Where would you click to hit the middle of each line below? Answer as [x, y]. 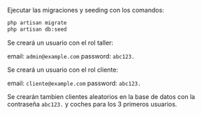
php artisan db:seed [37, 29]
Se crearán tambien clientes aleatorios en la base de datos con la [101, 96]
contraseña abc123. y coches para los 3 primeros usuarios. [92, 104]
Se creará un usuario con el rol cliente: [63, 70]
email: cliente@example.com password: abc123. [74, 83]
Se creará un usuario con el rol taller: [60, 43]
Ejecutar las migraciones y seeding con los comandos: [86, 10]
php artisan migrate [37, 23]
